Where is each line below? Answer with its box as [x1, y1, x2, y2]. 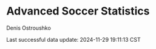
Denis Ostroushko [6, 24, 52, 31]
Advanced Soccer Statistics [6, 4, 150, 18]
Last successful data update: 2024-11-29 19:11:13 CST [6, 36, 141, 43]
